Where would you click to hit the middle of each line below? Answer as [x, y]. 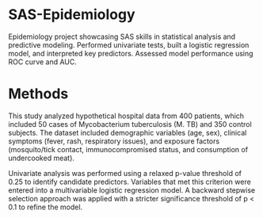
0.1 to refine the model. [46, 207]
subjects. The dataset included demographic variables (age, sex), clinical [128, 132]
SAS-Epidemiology [72, 15]
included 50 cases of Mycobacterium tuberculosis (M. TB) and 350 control [130, 124]
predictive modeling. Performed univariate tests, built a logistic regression [129, 44]
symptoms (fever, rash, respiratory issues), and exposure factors [114, 141]
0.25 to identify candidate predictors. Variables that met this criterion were [130, 182]
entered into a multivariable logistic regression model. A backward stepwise [132, 190]
